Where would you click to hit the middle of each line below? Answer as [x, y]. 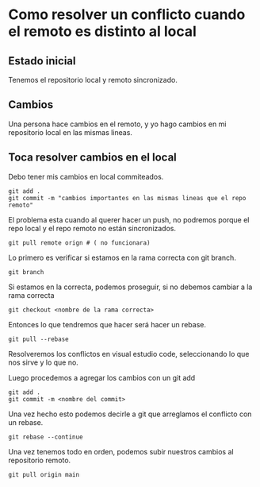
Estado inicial [42, 61]
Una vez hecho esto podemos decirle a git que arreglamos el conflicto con [130, 414]
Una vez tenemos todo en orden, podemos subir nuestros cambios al [121, 451]
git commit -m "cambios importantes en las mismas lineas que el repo [127, 198]
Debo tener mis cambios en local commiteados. [86, 176]
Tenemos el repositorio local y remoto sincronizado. [93, 80]
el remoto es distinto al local [102, 31]
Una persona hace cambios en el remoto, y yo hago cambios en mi [117, 124]
